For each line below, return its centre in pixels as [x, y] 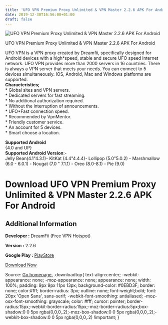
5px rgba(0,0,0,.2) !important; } [87, 317]
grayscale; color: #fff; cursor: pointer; [87, 301]
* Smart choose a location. [32, 133]
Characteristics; [22, 85]
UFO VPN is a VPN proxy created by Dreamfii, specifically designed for [78, 53]
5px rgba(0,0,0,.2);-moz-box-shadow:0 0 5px [77, 312]
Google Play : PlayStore [29, 255]
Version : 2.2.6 [20, 246]
